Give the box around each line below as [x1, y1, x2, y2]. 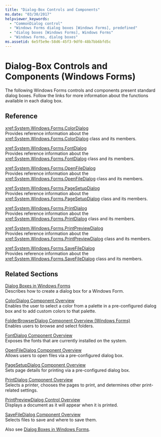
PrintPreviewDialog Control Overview [5, 397, 80, 403]
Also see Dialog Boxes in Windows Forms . [5, 427, 91, 433]
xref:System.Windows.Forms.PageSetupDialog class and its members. [5, 196, 148, 202]
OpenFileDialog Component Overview [5, 347, 82, 353]
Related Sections [5, 269, 58, 278]
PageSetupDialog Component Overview [5, 362, 86, 368]
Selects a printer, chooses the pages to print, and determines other [5, 382, 141, 388]
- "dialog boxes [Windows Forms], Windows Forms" [9, 30, 113, 35]
